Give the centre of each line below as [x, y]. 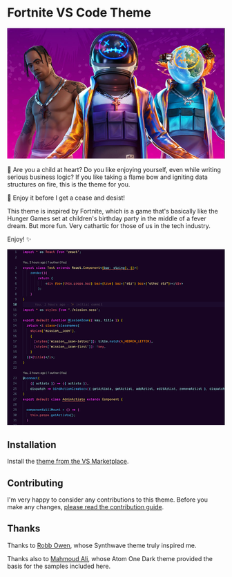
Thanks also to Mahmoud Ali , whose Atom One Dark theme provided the [110, 558]
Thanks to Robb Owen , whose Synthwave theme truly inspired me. [102, 545]
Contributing [35, 483]
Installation [32, 445]
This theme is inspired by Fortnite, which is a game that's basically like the [113, 211]
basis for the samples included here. [59, 566]
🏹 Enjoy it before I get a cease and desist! [66, 198]
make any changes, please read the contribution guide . [86, 507]
